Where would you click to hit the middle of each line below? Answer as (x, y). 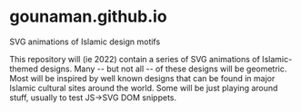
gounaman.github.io (88, 17)
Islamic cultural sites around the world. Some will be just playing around (144, 88)
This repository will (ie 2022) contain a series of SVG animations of (135, 59)
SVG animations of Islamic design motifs (85, 42)
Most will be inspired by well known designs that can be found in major (142, 78)
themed (24, 69)
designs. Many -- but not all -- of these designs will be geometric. (163, 69)
